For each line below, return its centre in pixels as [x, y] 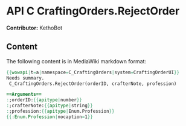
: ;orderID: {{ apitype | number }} [44, 100]
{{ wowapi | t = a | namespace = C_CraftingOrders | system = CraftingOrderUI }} [93, 72]
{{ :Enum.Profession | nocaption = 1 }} [50, 117]
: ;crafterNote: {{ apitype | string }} [50, 106]
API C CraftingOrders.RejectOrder [93, 11]
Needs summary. [25, 78]
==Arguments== [24, 95]
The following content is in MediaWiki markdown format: [76, 61]
